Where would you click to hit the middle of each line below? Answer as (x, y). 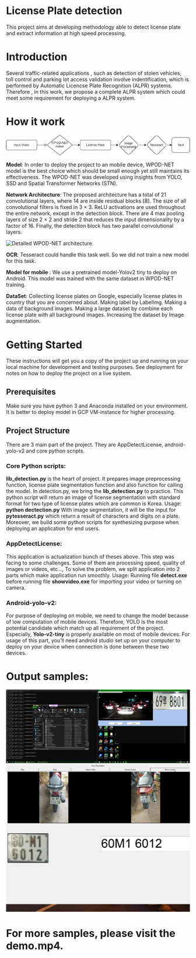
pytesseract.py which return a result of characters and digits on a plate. (93, 516)
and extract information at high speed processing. (66, 33)
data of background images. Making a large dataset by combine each (90, 309)
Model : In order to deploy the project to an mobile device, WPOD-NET (90, 165)
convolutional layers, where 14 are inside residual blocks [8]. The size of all (96, 201)
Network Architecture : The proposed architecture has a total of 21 (86, 195)
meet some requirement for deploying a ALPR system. (71, 98)
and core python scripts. (55, 451)
